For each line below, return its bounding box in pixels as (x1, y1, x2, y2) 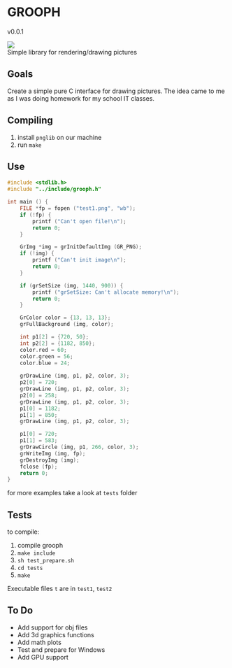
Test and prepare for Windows (17, 645, 106, 654)
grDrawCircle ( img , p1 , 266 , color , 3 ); (20, 443, 139, 450)
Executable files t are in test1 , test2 (7, 585, 113, 593)
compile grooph (17, 541, 64, 550)
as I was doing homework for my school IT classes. (7, 94, 155, 102)
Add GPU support (17, 653, 68, 661)
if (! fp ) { (20, 211, 52, 218)
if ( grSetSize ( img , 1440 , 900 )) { (20, 282, 124, 289)
